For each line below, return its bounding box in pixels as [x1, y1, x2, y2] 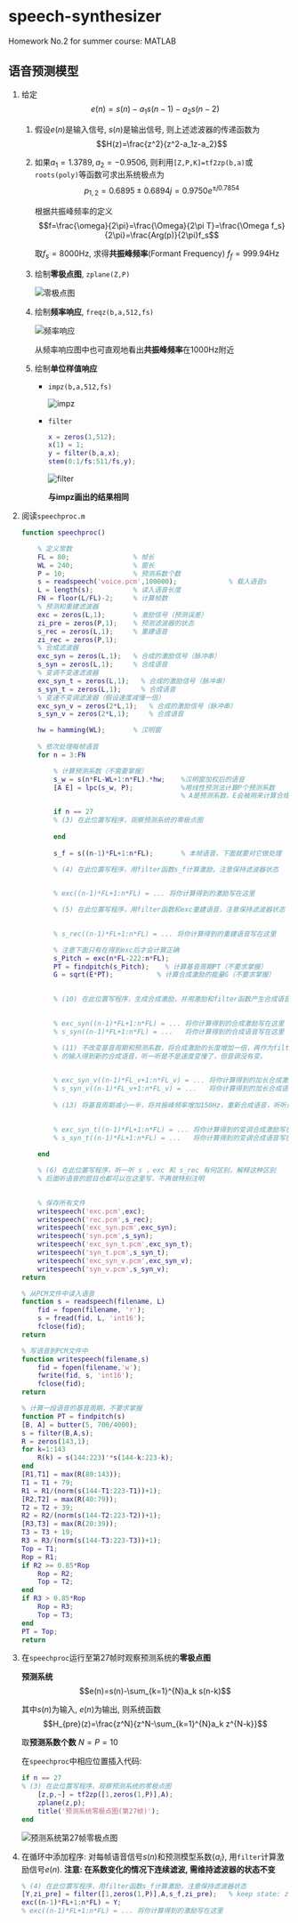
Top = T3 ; [37, 1610, 74, 1620]
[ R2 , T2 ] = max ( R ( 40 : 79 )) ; [20, 1494, 117, 1504]
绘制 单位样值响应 [34, 363, 98, 374]
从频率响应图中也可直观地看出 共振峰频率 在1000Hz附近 [34, 344, 235, 355]
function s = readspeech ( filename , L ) [20, 1297, 165, 1307]
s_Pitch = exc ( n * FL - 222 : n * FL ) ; [53, 953, 170, 962]
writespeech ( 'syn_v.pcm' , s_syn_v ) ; [37, 1265, 170, 1274]
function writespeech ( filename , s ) [20, 1355, 149, 1364]
